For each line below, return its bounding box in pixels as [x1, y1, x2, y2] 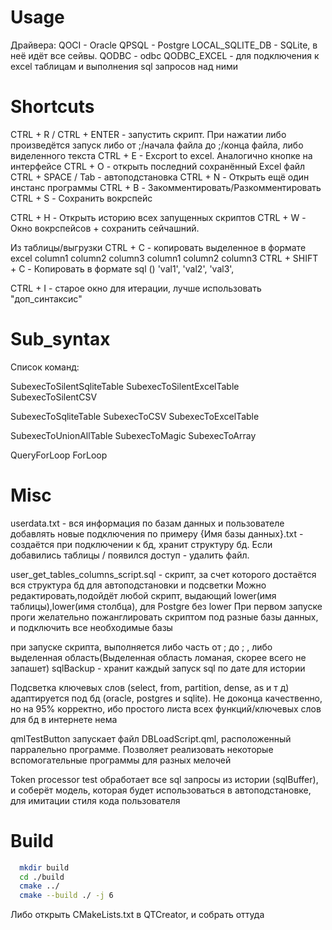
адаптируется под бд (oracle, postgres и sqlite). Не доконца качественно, [10, 692, 323, 704]
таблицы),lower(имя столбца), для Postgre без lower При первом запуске [10, 600, 323, 612]
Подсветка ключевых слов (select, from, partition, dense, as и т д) [10, 681, 290, 693]
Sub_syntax [10, 328, 111, 351]
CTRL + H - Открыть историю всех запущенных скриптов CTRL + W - [10, 211, 307, 223]
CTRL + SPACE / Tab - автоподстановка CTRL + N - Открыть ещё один [10, 171, 310, 183]
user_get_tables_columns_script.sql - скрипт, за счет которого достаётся [10, 568, 317, 580]
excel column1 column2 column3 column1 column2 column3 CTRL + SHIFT [10, 252, 319, 264]
